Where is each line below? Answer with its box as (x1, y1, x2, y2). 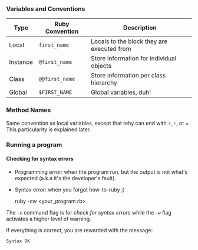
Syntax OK (6, 238, 31, 244)
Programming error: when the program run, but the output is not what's (14, 168, 188, 176)
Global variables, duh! (91, 88, 151, 96)
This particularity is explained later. (6, 126, 91, 133)
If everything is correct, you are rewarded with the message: (6, 226, 153, 233)
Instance (9, 58, 34, 66)
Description (123, 24, 157, 32)
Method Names (6, 106, 51, 114)
